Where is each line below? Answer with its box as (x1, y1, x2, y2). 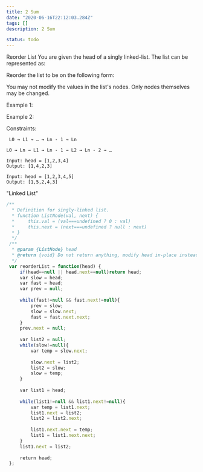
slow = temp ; (30, 370, 63, 376)
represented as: (6, 60, 46, 67)
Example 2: (6, 113, 34, 121)
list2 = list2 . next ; (30, 416, 83, 422)
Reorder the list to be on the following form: (6, 71, 115, 79)
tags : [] (6, 20, 28, 26)
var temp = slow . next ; (30, 348, 88, 354)
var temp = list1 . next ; (30, 404, 91, 410)
